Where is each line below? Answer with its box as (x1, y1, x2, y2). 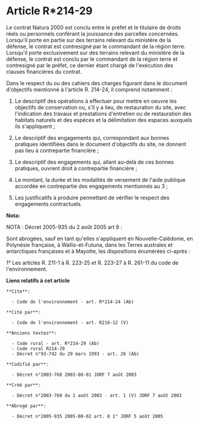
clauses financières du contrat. (6, 68, 82, 75)
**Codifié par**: (6, 361, 49, 367)
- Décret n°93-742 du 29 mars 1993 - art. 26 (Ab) (11, 351, 140, 357)
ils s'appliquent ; (14, 123, 55, 130)
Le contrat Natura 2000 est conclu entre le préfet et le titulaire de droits (6, 24, 181, 31)
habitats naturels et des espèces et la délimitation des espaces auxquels (14, 116, 192, 123)
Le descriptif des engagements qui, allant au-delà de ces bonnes (14, 158, 174, 165)
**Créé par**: (6, 382, 42, 388)
